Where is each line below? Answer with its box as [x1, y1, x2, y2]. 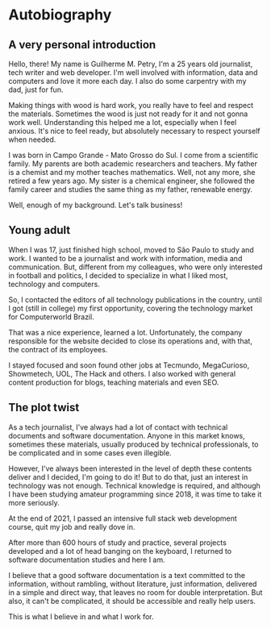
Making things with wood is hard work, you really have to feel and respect [8, 101, 254, 110]
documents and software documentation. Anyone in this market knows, [8, 430, 246, 440]
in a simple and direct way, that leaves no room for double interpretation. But [8, 587, 263, 597]
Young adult [8, 223, 71, 237]
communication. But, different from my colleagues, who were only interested [8, 262, 263, 272]
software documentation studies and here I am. [8, 555, 165, 564]
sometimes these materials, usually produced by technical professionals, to [8, 439, 259, 449]
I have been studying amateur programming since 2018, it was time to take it [8, 489, 262, 499]
